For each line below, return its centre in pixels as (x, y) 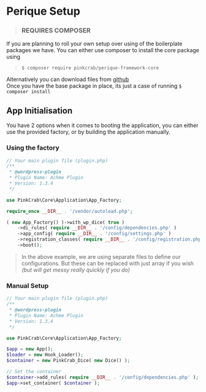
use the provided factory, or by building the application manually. (88, 132)
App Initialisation (40, 111)
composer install (29, 92)
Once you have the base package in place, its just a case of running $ (94, 86)
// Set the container (34, 372)
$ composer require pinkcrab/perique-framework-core (90, 68)
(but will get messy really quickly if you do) (76, 270)
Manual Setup (28, 285)
